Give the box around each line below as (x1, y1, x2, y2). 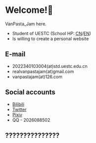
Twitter (12, 106, 27, 112)
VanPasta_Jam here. (5, 21, 47, 27)
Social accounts (5, 88, 56, 96)
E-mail (5, 50, 26, 58)
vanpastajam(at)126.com (12, 74, 63, 80)
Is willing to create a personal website (12, 36, 89, 42)
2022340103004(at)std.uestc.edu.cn (12, 63, 88, 69)
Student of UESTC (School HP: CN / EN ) (12, 30, 91, 36)
